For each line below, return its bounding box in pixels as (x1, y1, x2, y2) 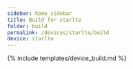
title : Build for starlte (7, 16, 81, 23)
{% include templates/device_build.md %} (7, 54, 127, 62)
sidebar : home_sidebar (7, 10, 72, 17)
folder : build (7, 23, 48, 29)
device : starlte (7, 36, 54, 42)
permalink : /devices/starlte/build (7, 29, 110, 36)
